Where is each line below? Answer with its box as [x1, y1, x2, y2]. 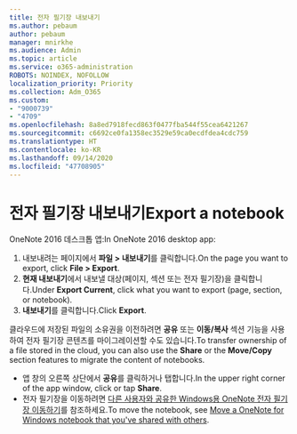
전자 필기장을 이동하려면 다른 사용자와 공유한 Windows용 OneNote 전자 [21, 393, 272, 405]
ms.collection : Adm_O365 [9, 87, 101, 96]
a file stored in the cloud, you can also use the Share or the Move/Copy [9, 345, 273, 356]
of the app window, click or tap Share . [21, 383, 163, 394]
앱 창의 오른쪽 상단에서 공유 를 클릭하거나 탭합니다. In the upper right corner [21, 373, 286, 383]
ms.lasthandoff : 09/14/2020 [9, 153, 114, 163]
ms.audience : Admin [9, 46, 82, 55]
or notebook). [21, 294, 73, 305]
